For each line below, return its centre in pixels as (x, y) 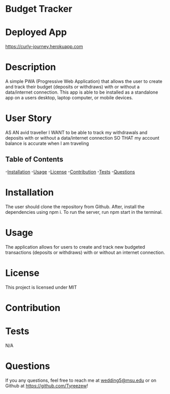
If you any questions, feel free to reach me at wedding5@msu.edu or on (81, 380)
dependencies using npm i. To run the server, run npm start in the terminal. (84, 212)
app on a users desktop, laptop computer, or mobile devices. (69, 98)
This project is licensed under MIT (41, 287)
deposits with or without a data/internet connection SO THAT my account (82, 138)
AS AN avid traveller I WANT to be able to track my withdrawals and (76, 133)
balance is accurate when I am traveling (47, 143)
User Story (29, 118)
